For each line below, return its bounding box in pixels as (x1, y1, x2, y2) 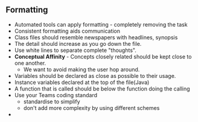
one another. (14, 59, 46, 66)
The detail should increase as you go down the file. (14, 40, 142, 47)
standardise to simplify (23, 98, 80, 105)
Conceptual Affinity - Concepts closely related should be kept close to (14, 53, 192, 60)
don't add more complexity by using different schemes (23, 104, 160, 111)
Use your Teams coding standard (14, 91, 98, 98)
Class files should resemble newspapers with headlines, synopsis (14, 33, 178, 41)
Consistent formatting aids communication (14, 27, 121, 34)
